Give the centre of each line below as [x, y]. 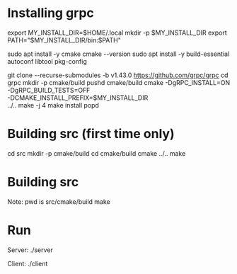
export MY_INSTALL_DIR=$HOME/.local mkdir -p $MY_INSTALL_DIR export [117, 33]
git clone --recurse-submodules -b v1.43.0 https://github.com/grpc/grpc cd [118, 75]
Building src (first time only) [91, 134]
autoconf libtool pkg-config [47, 61]
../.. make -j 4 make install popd [53, 105]
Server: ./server [30, 250]
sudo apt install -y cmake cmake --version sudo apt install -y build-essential [118, 54]
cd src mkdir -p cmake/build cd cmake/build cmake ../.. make [97, 153]
